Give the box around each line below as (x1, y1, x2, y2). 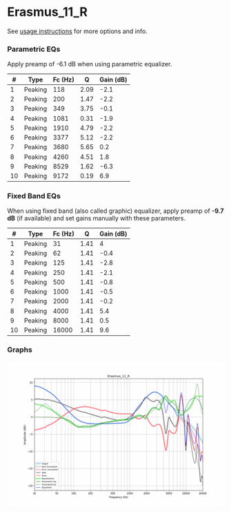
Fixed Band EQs (7, 191, 61, 200)
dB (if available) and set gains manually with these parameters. (7, 214, 186, 222)
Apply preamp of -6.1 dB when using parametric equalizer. (7, 60, 172, 68)
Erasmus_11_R (7, 4, 88, 20)
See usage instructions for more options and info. (7, 27, 148, 35)
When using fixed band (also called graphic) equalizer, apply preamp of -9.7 (7, 207, 224, 215)
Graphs (7, 345, 32, 354)
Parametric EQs (7, 44, 61, 54)
